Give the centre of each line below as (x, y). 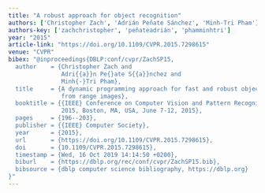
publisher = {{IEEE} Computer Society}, (82, 125)
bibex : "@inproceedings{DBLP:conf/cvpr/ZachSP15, (91, 60)
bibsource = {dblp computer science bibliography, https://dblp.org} (132, 169)
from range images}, (95, 96)
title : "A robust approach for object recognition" (95, 15)
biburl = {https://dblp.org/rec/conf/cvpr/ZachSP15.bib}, (118, 162)
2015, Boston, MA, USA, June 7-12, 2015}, (132, 111)
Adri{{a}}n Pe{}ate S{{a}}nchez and (121, 74)
